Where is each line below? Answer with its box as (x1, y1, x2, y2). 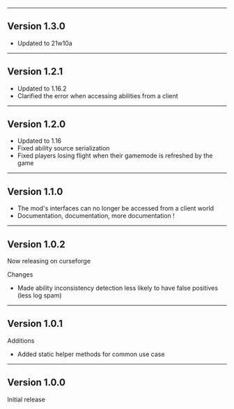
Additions (7, 336, 35, 345)
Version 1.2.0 (7, 118, 66, 130)
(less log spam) (17, 291, 62, 300)
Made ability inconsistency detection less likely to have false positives (17, 284, 218, 293)
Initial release (7, 395, 45, 403)
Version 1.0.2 (7, 238, 66, 250)
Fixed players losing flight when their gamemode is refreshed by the (17, 151, 213, 160)
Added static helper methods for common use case (17, 350, 165, 358)
